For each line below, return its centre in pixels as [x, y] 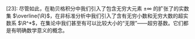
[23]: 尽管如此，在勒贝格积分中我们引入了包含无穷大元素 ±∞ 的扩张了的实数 [97, 8]
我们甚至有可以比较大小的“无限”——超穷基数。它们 [122, 23]
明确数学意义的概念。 [42, 30]
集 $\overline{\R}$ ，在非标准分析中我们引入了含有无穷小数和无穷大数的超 [95, 16]
